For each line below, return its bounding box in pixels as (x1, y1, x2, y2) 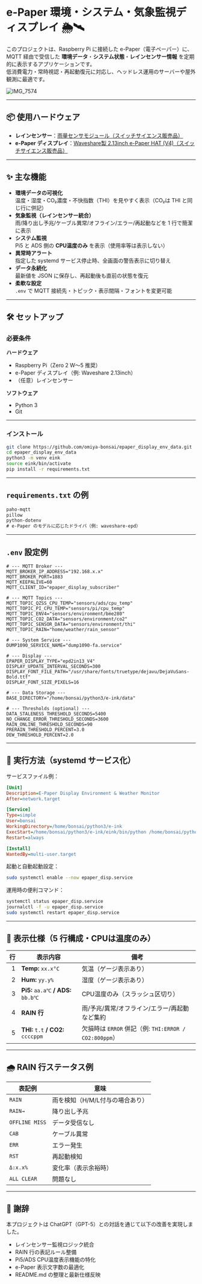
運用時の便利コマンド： (6, 887, 64, 894)
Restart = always (6, 835, 44, 841)
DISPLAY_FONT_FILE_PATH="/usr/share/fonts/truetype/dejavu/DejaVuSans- (6, 669, 189, 675)
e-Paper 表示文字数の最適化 (14, 1264, 85, 1271)
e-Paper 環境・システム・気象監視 (6, 5, 176, 19)
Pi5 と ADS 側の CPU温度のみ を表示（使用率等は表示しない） (14, 242, 168, 249)
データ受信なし (52, 1118, 95, 1127)
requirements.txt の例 (6, 490, 89, 500)
